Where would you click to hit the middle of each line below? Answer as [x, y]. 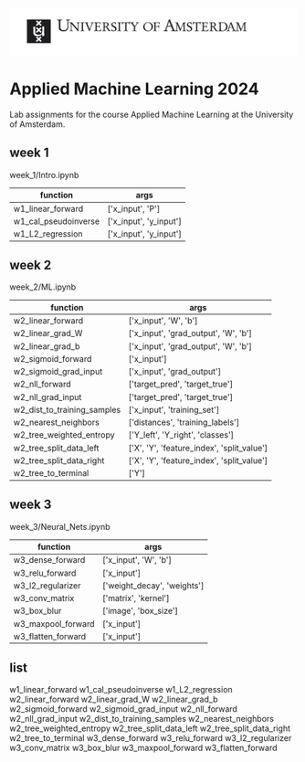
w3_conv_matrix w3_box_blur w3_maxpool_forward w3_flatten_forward [143, 748]
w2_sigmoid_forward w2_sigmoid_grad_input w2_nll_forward [123, 709]
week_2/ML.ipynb [43, 287]
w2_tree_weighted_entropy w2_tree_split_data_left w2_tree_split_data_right [150, 728]
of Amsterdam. [37, 124]
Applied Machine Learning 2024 [134, 89]
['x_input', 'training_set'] [174, 409]
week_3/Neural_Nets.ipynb [60, 526]
